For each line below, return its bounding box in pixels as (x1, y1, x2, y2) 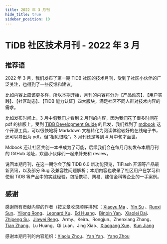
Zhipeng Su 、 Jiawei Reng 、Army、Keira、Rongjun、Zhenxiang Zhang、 (5, 217, 154, 223)
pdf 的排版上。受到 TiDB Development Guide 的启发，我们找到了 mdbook (5, 121, 156, 127)
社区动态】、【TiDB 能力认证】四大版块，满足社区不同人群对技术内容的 (18, 98, 161, 104)
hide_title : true (5, 12, 41, 17)
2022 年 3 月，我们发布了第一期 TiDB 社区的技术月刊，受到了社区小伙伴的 (5, 75, 157, 81)
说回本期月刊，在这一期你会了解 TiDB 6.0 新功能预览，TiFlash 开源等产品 (5, 161, 155, 167)
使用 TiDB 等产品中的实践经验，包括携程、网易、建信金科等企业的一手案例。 (5, 174, 162, 180)
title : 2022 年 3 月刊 (5, 7, 50, 12)
